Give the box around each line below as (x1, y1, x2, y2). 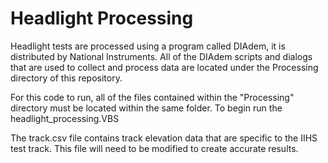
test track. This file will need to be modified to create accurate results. (10, 142, 299, 154)
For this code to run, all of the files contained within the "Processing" (10, 91, 295, 103)
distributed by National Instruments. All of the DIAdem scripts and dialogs (10, 50, 313, 62)
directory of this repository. (10, 72, 123, 84)
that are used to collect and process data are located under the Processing (10, 61, 319, 73)
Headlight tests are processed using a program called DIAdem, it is (10, 40, 286, 52)
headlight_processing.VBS (10, 112, 120, 124)
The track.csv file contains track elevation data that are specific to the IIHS (10, 132, 318, 144)
